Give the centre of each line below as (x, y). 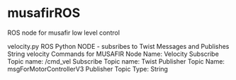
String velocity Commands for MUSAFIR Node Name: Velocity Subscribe (113, 54)
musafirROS (44, 13)
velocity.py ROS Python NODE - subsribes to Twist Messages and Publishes (118, 46)
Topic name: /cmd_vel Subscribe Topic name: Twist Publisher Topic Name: (116, 61)
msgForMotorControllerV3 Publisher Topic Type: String (88, 69)
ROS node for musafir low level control (64, 33)
